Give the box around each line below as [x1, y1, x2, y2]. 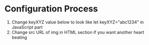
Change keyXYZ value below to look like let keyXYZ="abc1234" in [11, 19, 144, 25]
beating [11, 34, 27, 40]
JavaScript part [11, 24, 43, 30]
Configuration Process [4, 3, 98, 14]
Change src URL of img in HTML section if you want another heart [11, 29, 145, 35]
